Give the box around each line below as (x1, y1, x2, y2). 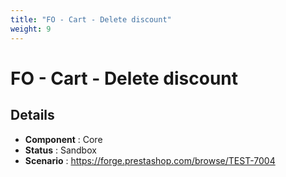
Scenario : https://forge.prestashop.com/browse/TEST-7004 (24, 154, 276, 166)
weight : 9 (10, 24, 52, 34)
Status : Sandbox (24, 144, 97, 156)
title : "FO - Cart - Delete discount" (10, 14, 172, 25)
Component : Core (24, 133, 103, 145)
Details (10, 107, 55, 124)
